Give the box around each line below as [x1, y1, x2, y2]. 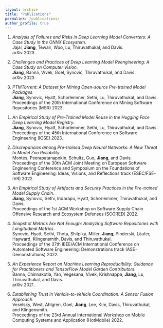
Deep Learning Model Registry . [12, 120, 75, 125]
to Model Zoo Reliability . [12, 150, 61, 156]
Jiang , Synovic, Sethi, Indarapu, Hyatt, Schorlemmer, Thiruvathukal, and [12, 196, 157, 202]
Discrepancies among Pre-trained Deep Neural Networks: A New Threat [12, 144, 158, 150]
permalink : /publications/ [5, 16, 60, 21]
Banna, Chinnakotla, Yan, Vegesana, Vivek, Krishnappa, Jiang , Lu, [12, 271, 145, 277]
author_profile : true [5, 20, 49, 26]
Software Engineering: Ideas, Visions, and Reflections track [12, 170, 131, 176]
